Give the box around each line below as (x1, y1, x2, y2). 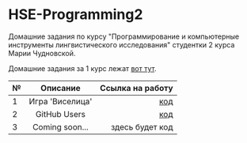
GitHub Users (35, 108, 85, 119)
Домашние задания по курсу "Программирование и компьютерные (8, 32, 240, 41)
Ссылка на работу (100, 82, 173, 93)
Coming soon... (32, 121, 89, 132)
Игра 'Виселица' (28, 96, 93, 107)
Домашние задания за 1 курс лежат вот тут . (8, 63, 157, 73)
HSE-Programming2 (8, 6, 143, 24)
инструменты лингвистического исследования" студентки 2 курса (8, 40, 235, 49)
